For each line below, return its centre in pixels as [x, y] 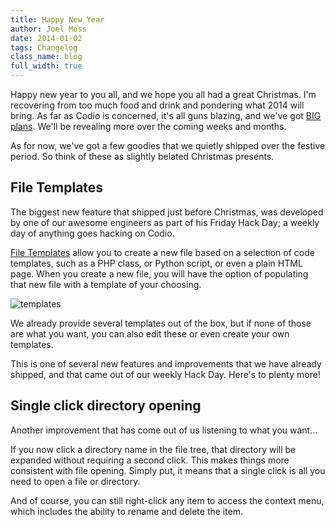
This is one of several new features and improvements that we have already [166, 363]
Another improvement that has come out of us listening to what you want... [164, 430]
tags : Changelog [44, 47]
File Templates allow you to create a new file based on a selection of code [162, 252]
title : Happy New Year [57, 19]
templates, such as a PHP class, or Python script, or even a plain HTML [156, 263]
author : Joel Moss [48, 29]
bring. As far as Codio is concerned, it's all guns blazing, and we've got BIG [166, 115]
